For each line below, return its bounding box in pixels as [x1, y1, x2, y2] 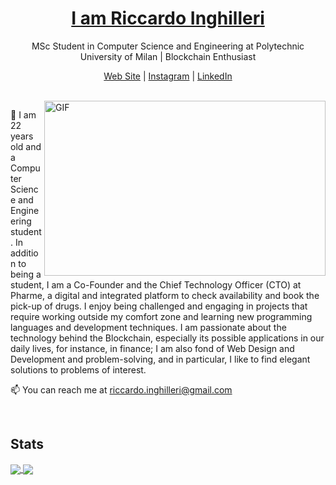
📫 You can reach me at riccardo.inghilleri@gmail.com [10, 383, 233, 396]
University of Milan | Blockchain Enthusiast [79, 50, 257, 62]
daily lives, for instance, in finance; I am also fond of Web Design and [10, 342, 295, 354]
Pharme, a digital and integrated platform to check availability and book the [10, 289, 320, 301]
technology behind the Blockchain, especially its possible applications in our [10, 332, 325, 344]
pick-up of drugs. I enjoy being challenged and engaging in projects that [10, 300, 308, 312]
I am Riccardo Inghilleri [71, 7, 265, 30]
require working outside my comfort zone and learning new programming [10, 310, 313, 322]
